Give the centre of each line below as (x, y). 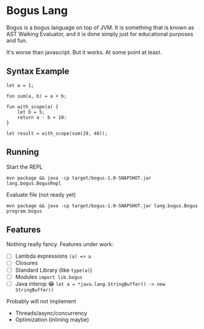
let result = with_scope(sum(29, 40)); (57, 133)
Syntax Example (38, 72)
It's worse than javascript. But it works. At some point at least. (84, 52)
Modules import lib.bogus (49, 277)
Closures (27, 263)
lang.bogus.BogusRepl (34, 183)
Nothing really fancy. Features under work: (60, 244)
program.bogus (24, 211)
